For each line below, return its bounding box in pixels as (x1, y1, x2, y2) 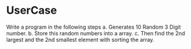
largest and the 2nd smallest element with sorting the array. (6, 36, 155, 43)
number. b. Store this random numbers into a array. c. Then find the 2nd (6, 29, 186, 36)
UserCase (6, 4, 57, 17)
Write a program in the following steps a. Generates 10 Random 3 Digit (6, 23, 181, 30)
